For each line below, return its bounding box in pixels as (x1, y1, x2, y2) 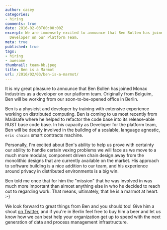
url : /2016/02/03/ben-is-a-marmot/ (5, 72, 79, 77)
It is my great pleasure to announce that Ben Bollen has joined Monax (5, 85, 148, 91)
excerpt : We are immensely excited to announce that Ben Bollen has (5, 30, 150, 35)
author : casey (5, 7, 35, 12)
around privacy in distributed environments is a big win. (5, 168, 119, 174)
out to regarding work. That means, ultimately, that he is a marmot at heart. (5, 188, 159, 194)
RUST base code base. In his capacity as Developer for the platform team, (5, 121, 157, 127)
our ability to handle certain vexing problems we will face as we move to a (5, 147, 157, 153)
